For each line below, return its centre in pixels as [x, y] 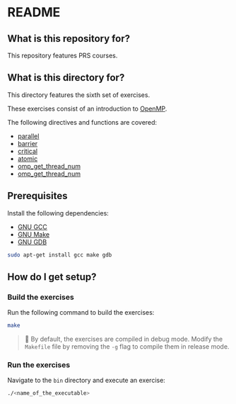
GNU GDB [32, 242]
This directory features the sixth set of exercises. [79, 95]
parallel [28, 136]
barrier [28, 143]
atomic [28, 158]
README [34, 12]
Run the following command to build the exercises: [81, 313]
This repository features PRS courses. [63, 55]
